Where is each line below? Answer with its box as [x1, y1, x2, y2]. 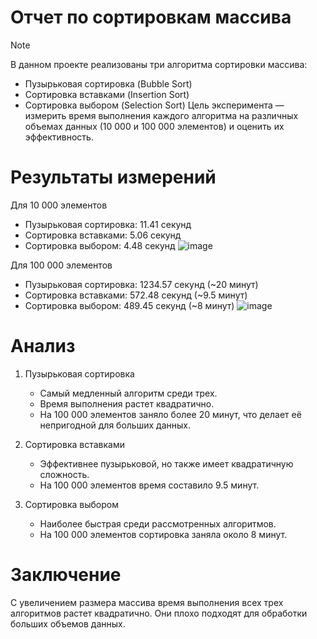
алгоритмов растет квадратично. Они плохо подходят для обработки [10, 607, 308, 619]
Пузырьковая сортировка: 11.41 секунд [24, 218, 192, 230]
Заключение [10, 564, 122, 586]
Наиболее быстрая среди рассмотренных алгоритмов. [39, 517, 277, 530]
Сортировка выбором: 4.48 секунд [24, 239, 176, 251]
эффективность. [24, 131, 94, 143]
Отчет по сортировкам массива [10, 6, 292, 29]
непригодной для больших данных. [39, 419, 191, 431]
